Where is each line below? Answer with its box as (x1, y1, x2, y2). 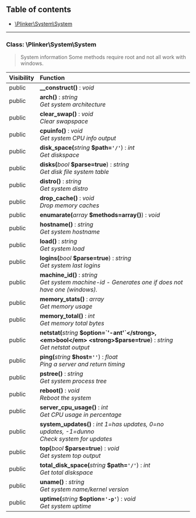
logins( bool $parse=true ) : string (40, 254, 131, 262)
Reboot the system (40, 394, 92, 402)
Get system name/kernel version (40, 485, 129, 493)
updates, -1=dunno (40, 427, 94, 435)
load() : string (40, 237, 78, 245)
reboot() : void (40, 386, 80, 394)
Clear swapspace (40, 117, 89, 125)
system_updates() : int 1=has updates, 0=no (40, 420, 164, 428)
